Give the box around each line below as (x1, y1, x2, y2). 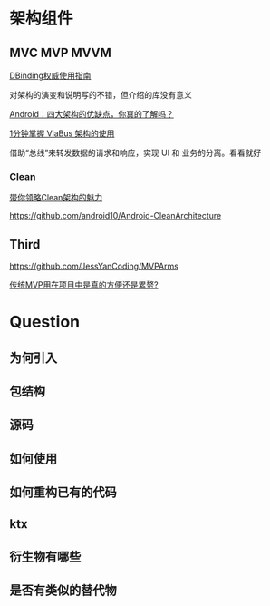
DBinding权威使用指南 (9, 70, 92, 81)
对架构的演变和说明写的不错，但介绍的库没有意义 (9, 90, 192, 100)
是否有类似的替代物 (9, 582, 117, 599)
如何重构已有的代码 (9, 484, 117, 500)
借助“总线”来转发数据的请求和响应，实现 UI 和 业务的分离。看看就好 (9, 147, 262, 158)
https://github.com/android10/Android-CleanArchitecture (9, 210, 222, 221)
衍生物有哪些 (9, 550, 82, 565)
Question (9, 312, 80, 332)
